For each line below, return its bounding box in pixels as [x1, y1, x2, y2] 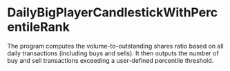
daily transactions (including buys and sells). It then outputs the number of [7, 49, 219, 57]
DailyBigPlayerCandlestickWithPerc [7, 5, 218, 20]
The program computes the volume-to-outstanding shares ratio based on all [7, 42, 224, 50]
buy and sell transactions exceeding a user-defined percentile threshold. [7, 56, 214, 64]
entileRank [7, 19, 70, 35]
